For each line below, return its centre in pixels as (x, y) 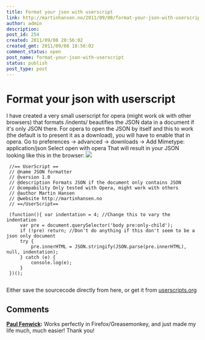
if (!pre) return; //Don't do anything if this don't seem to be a (107, 231)
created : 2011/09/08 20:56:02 (45, 40)
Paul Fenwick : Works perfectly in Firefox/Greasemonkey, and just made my (101, 324)
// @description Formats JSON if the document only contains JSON (95, 183)
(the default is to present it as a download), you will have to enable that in (98, 136)
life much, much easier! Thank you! (50, 331)
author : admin (24, 23)
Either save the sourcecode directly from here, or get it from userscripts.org (102, 290)
